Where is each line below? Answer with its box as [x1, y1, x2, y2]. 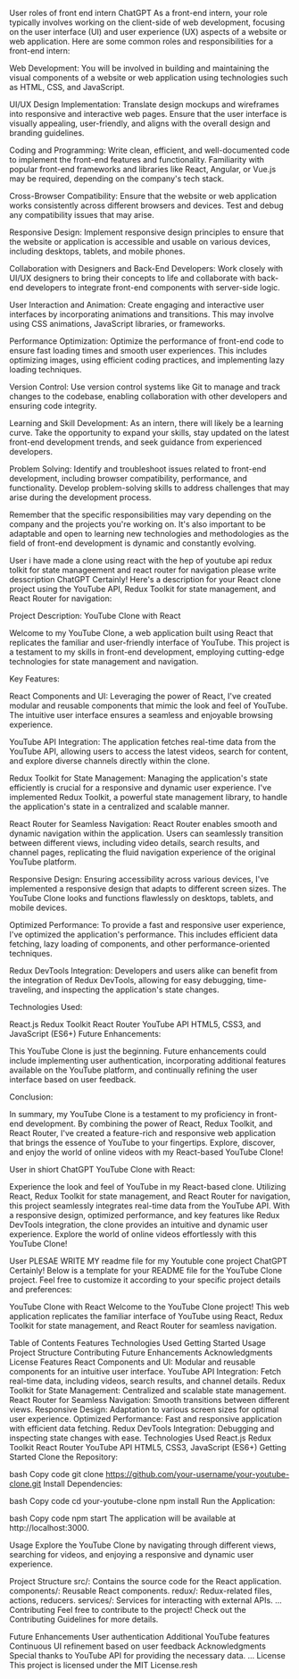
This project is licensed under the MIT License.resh [9, 1660, 198, 1670]
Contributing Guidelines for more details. [9, 1614, 159, 1625]
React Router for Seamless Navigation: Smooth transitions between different [9, 1395, 290, 1405]
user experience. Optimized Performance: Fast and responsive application [9, 1414, 283, 1424]
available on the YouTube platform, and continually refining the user [9, 1065, 258, 1075]
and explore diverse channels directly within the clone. [9, 756, 211, 766]
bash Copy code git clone [9, 1469, 104, 1479]
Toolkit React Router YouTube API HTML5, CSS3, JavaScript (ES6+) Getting [9, 1442, 287, 1452]
